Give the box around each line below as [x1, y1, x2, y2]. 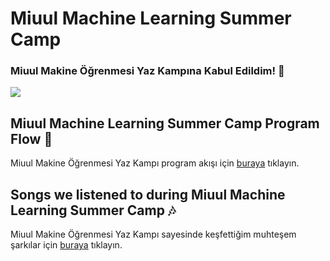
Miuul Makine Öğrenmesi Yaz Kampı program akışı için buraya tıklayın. [10, 157, 300, 169]
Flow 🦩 [10, 130, 53, 147]
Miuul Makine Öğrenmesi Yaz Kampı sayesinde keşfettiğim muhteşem [10, 228, 297, 241]
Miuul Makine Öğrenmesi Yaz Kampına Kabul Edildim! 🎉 [10, 64, 285, 78]
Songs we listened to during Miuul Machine [10, 186, 286, 203]
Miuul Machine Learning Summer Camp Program [10, 115, 320, 132]
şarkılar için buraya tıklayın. [10, 239, 123, 251]
